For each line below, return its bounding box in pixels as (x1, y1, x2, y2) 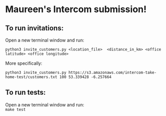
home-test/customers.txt (5, 74, 58, 80)
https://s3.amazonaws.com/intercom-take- (68, 70, 157, 75)
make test (5, 107, 26, 112)
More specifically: (5, 60, 43, 66)
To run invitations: (5, 24, 64, 32)
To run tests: (5, 88, 46, 97)
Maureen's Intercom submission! (5, 4, 147, 15)
